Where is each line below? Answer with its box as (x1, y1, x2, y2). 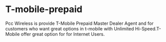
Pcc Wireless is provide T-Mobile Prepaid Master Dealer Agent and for (5, 20, 154, 26)
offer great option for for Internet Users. (20, 31, 105, 37)
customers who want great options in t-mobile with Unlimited (5, 25, 134, 31)
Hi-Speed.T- (135, 25, 161, 31)
